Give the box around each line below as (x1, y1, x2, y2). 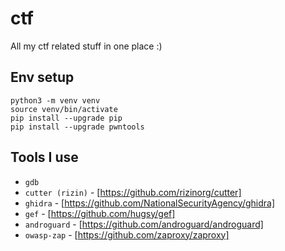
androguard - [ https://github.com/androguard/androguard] (24, 218, 264, 230)
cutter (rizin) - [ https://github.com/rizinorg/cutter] (24, 186, 242, 198)
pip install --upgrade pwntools (10, 122, 145, 132)
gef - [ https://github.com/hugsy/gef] (24, 207, 176, 219)
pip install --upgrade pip (10, 113, 123, 123)
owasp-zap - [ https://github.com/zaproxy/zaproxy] (24, 228, 230, 241)
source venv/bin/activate (10, 104, 118, 114)
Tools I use (10, 149, 79, 166)
